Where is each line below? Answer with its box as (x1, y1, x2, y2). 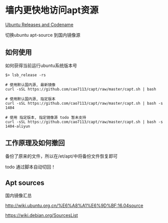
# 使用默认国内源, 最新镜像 (5, 82, 56, 87)
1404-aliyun (5, 124, 30, 129)
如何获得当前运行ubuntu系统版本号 (5, 62, 77, 68)
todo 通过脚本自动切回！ (5, 164, 56, 170)
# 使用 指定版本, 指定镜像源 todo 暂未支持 (5, 115, 87, 120)
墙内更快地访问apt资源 (5, 5, 99, 16)
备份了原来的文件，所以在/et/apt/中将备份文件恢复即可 (5, 153, 118, 159)
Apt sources (5, 178, 44, 187)
